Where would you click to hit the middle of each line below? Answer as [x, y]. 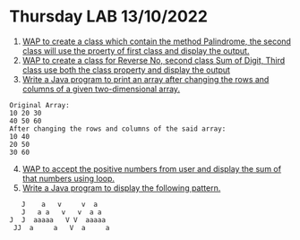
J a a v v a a [61, 212]
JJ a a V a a [61, 227]
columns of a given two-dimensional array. [101, 89]
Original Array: [39, 105]
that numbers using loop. [68, 178]
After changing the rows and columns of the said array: [118, 129]
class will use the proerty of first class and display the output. [136, 50]
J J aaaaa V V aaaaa [57, 220]
